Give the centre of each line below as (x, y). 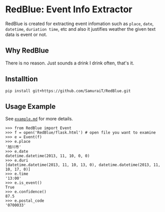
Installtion (22, 79)
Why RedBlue (27, 50)
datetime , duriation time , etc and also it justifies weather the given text (80, 29)
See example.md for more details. (39, 119)
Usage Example (31, 106)
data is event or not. (26, 34)
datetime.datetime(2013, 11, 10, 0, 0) (48, 156)
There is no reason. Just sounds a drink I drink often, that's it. (70, 63)
